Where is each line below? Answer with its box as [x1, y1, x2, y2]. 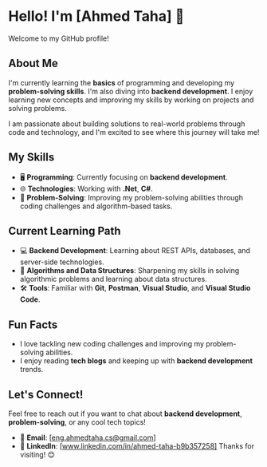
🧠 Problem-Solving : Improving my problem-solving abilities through [19, 192, 243, 202]
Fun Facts [8, 318, 58, 331]
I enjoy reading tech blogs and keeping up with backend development [19, 356, 253, 366]
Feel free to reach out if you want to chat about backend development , [8, 409, 243, 418]
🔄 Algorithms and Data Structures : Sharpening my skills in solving [19, 266, 240, 275]
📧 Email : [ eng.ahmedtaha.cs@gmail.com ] [19, 433, 157, 442]
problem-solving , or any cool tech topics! [8, 418, 146, 426]
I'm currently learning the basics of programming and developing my [8, 77, 235, 87]
